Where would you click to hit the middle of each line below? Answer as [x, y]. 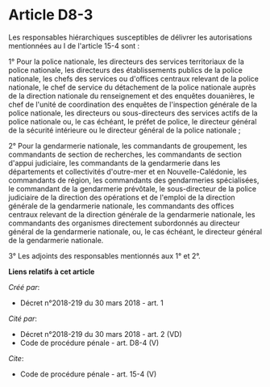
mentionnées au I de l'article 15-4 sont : [74, 45]
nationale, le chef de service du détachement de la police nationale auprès [132, 87]
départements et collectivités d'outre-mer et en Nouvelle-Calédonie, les [128, 171]
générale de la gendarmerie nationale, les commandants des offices [121, 206]
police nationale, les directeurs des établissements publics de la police [126, 69]
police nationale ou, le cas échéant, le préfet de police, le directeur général [133, 121]
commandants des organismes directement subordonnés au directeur [124, 223]
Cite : [16, 358]
